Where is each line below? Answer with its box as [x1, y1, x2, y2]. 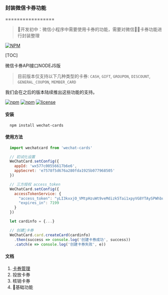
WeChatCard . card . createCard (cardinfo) [9, 232, 91, 237]
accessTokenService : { [14, 191, 61, 196]
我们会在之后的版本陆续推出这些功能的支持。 [5, 89, 97, 95]
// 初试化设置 [9, 154, 35, 159]
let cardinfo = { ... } [9, 219, 55, 224]
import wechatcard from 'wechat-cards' [9, 145, 93, 150]
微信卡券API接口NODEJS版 [5, 62, 61, 68]
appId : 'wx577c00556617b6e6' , [14, 163, 77, 168]
